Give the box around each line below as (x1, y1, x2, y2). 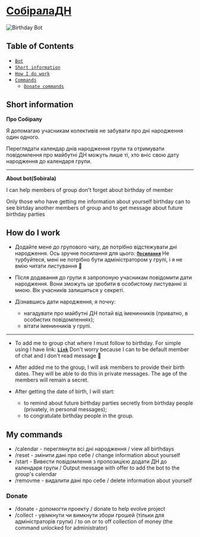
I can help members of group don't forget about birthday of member (6, 186, 174, 193)
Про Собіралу (6, 115, 43, 123)
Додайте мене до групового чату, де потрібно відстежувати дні (14, 243, 177, 251)
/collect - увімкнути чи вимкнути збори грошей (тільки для (14, 511, 165, 519)
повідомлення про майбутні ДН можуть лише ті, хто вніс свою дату (6, 151, 180, 159)
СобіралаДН (6, 4, 72, 18)
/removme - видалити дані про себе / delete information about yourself (14, 477, 192, 484)
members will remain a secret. (14, 377, 89, 384)
